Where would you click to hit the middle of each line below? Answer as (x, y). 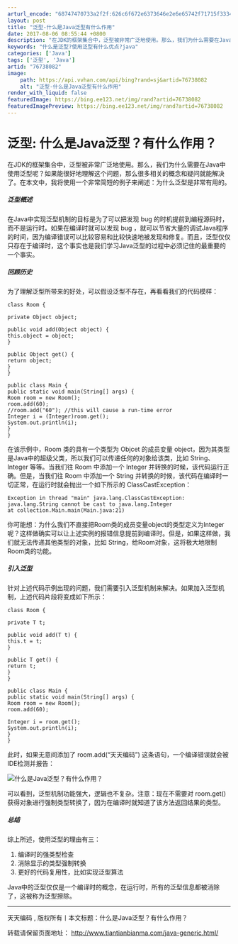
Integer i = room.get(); (44, 722)
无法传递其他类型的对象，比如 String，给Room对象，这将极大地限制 (118, 542)
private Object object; (42, 317)
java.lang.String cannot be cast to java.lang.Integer (90, 504)
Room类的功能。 (31, 551)
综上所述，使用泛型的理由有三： (54, 839)
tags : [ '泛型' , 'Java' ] (41, 60)
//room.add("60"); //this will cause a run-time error (90, 410)
